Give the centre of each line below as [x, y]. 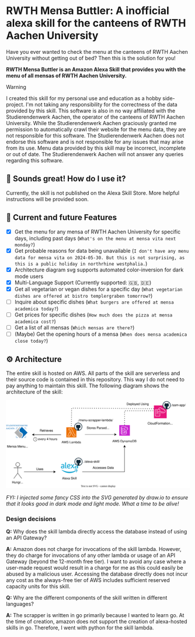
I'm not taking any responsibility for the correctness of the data [102, 104]
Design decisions [31, 519]
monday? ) [25, 245]
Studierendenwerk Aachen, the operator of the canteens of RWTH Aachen [95, 117]
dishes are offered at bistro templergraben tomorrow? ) [83, 295]
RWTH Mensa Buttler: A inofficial [88, 11]
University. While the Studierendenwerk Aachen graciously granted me [91, 123]
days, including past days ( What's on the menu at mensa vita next [95, 238]
